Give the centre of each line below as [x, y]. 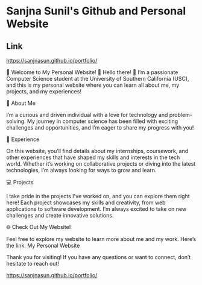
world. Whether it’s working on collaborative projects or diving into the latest [101, 164]
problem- [181, 115]
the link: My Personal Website [43, 246]
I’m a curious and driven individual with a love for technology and [87, 115]
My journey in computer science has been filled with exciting [103, 121]
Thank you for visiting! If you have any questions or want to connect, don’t [99, 257]
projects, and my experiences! [44, 91]
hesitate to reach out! [33, 264]
